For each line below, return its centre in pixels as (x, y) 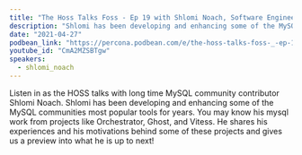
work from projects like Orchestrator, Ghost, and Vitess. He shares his (138, 121)
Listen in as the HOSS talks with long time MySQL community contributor (145, 93)
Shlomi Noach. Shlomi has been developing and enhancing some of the (142, 102)
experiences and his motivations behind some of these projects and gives (146, 131)
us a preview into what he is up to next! (82, 141)
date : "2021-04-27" (46, 34)
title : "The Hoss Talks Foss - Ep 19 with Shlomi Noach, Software (136, 17)
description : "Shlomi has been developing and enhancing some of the (142, 26)
